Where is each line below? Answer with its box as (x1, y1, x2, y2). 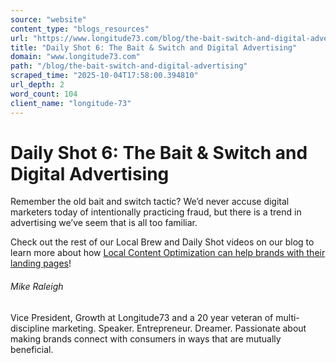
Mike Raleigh (10, 281, 64, 293)
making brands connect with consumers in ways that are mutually (10, 332, 282, 345)
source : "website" (10, 14, 87, 25)
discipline (10, 322, 50, 334)
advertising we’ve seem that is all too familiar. (10, 217, 198, 229)
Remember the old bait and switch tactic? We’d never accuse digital (10, 196, 290, 208)
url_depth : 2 (10, 80, 65, 90)
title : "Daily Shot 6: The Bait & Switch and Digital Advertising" (10, 42, 298, 53)
